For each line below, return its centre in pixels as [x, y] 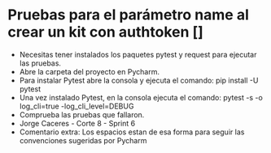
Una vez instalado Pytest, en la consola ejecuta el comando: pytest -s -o [141, 97]
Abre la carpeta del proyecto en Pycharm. [90, 71]
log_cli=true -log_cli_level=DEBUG [76, 106]
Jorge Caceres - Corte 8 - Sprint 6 [77, 123]
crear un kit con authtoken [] [106, 32]
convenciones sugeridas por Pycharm [83, 140]
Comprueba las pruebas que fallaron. [82, 114]
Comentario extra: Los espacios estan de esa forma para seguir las [132, 132]
